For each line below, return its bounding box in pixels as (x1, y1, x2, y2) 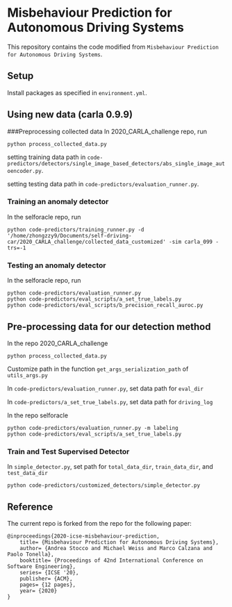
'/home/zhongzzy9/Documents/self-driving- (7, 232, 132, 239)
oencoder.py (7, 167, 42, 174)
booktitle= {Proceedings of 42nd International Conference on (19, 557, 204, 564)
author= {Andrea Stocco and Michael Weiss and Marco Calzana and (19, 545, 213, 552)
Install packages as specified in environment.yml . (7, 88, 147, 97)
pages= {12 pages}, (19, 581, 76, 588)
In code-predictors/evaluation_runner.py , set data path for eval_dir (7, 384, 204, 392)
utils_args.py (7, 372, 49, 379)
